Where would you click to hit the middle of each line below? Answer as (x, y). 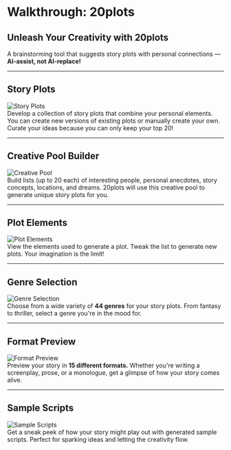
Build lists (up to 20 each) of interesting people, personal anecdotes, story (112, 180)
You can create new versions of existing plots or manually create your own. (113, 121)
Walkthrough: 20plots (71, 12)
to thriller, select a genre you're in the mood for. (75, 314)
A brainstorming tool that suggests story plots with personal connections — (114, 54)
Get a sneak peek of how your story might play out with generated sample (112, 432)
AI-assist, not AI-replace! (44, 61)
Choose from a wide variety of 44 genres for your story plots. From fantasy (114, 306)
